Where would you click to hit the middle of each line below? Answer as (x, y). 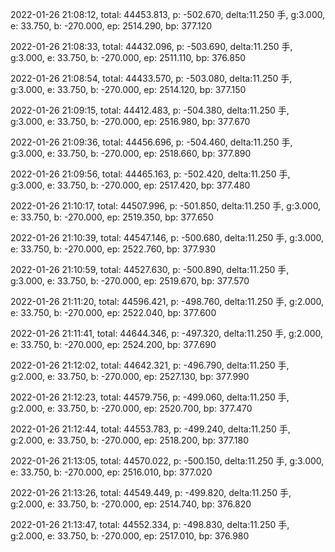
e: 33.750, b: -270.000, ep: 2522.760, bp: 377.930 (113, 249)
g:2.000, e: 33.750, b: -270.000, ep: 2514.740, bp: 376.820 (131, 504)
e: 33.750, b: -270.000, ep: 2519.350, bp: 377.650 (112, 217)
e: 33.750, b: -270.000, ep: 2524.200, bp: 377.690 (113, 344)
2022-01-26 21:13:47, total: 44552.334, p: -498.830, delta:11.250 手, (150, 524)
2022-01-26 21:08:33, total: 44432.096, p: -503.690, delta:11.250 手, (151, 46)
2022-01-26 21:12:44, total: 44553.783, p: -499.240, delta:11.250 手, (150, 429)
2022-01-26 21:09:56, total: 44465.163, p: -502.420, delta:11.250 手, (150, 174)
